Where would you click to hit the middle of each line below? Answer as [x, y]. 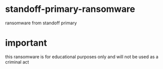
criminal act [17, 62]
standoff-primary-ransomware [70, 9]
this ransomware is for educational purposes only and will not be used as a [82, 57]
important [26, 43]
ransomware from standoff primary [41, 23]
